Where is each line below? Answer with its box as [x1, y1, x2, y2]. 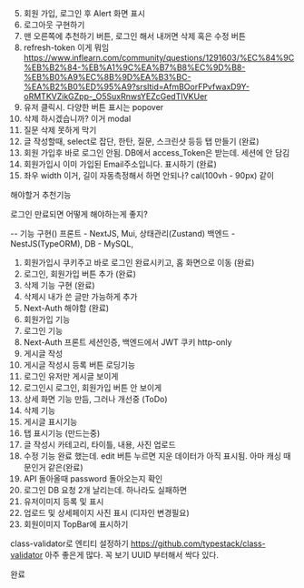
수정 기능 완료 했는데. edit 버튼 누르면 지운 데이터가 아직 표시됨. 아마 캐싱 [23, 451, 282, 461]
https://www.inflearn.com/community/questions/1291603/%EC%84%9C [23, 53, 295, 63]
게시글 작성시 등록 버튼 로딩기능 [23, 360, 135, 370]
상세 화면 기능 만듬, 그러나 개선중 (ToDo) [23, 394, 168, 404]
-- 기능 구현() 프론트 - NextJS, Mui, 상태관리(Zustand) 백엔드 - [10, 228, 236, 238]
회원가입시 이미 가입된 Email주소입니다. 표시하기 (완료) [23, 158, 217, 169]
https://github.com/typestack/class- [131, 538, 266, 549]
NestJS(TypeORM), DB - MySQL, [10, 238, 134, 248]
